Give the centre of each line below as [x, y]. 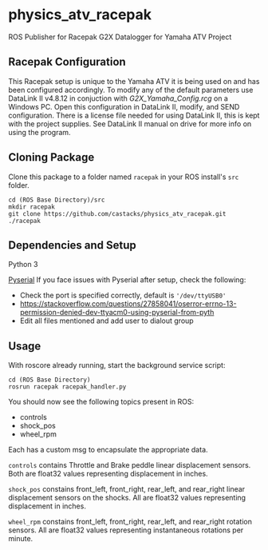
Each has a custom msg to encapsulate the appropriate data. [108, 450]
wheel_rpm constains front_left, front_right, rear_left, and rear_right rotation [130, 522]
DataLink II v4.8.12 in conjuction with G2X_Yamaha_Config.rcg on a [118, 98]
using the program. [39, 132]
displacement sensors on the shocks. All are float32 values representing [127, 498]
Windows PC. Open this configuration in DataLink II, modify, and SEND [124, 106]
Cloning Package [51, 157]
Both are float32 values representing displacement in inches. [108, 474]
